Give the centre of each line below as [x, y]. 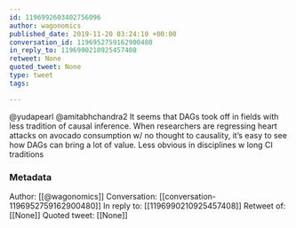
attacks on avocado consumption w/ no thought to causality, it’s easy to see [148, 135]
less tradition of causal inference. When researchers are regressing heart [143, 126]
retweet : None [36, 59]
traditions [27, 154]
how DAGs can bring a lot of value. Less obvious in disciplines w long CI [141, 145]
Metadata [30, 177]
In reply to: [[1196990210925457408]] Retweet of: [194, 206]
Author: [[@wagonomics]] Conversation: [83, 196]
